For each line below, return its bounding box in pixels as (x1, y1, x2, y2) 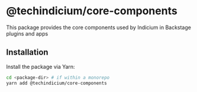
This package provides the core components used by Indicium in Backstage (6, 24, 191, 31)
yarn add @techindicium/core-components (6, 80, 108, 86)
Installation (6, 47, 49, 58)
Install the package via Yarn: (6, 63, 75, 70)
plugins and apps (6, 30, 49, 37)
